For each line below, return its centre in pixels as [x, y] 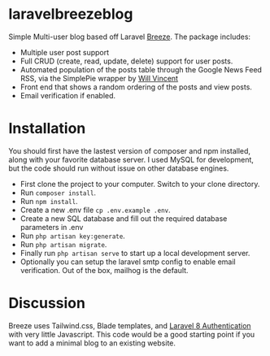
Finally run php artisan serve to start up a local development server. [135, 253]
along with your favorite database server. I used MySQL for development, [131, 159]
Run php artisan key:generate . [73, 236]
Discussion [47, 304]
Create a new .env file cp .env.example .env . [95, 210]
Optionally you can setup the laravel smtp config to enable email [128, 262]
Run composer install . [58, 193]
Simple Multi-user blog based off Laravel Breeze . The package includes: [129, 37]
